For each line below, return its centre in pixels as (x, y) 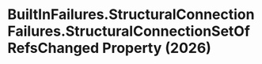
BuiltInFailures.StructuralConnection (131, 15)
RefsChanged (53, 48)
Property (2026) (156, 48)
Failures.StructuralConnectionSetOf (129, 31)
